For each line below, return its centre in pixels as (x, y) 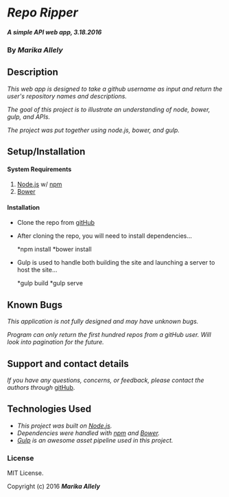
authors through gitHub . (41, 387)
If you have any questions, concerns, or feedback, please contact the (106, 380)
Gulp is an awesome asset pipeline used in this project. (95, 440)
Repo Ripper (43, 13)
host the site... (37, 270)
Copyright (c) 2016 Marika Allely (54, 487)
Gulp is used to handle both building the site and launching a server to (116, 263)
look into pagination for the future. (56, 342)
